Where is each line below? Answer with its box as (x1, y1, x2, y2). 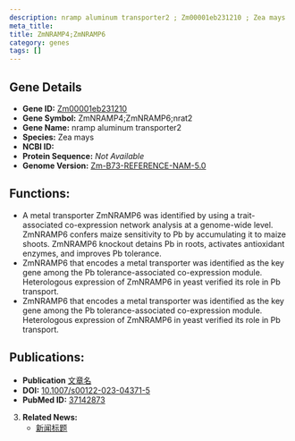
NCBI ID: (21, 140, 55, 152)
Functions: (9, 186, 71, 201)
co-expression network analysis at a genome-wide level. (64, 219, 274, 230)
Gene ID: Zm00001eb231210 (21, 103, 128, 114)
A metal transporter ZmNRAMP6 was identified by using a (21, 209, 235, 220)
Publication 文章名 (21, 375, 92, 386)
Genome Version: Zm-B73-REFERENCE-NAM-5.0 (21, 160, 206, 171)
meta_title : (9, 21, 54, 30)
